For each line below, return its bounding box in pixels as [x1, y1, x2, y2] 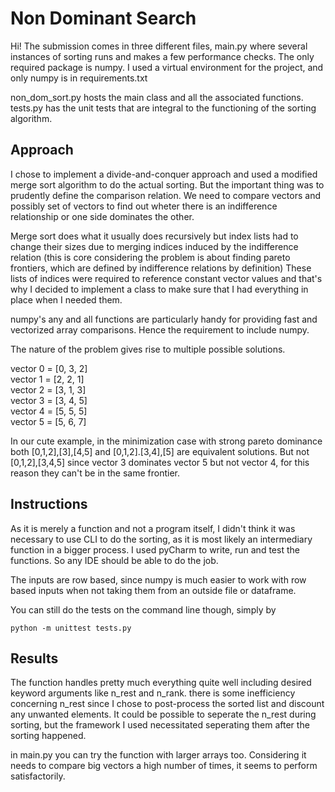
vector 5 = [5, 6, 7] [10, 415, 87, 427]
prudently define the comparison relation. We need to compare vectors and [10, 189, 322, 201]
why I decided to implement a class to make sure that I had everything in [10, 283, 309, 295]
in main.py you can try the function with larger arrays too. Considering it [10, 749, 307, 761]
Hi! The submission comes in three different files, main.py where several [10, 40, 308, 52]
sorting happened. [10, 730, 87, 742]
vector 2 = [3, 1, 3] [10, 383, 87, 396]
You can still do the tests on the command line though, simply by [10, 603, 277, 616]
